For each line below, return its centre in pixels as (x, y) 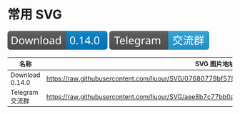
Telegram (24, 92)
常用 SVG (35, 15)
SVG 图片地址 (215, 64)
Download (25, 75)
